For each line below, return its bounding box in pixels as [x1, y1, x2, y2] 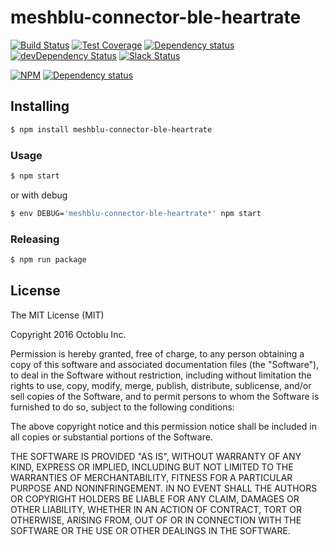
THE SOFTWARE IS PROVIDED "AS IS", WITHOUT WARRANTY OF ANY [10, 450, 302, 462]
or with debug [10, 189, 68, 201]
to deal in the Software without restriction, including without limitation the [10, 369, 312, 381]
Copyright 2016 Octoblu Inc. [10, 328, 127, 340]
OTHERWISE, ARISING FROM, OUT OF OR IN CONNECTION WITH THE [10, 514, 302, 526]
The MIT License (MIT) [10, 309, 105, 321]
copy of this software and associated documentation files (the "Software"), [10, 358, 320, 370]
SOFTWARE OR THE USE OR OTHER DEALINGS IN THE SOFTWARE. [10, 524, 291, 536]
